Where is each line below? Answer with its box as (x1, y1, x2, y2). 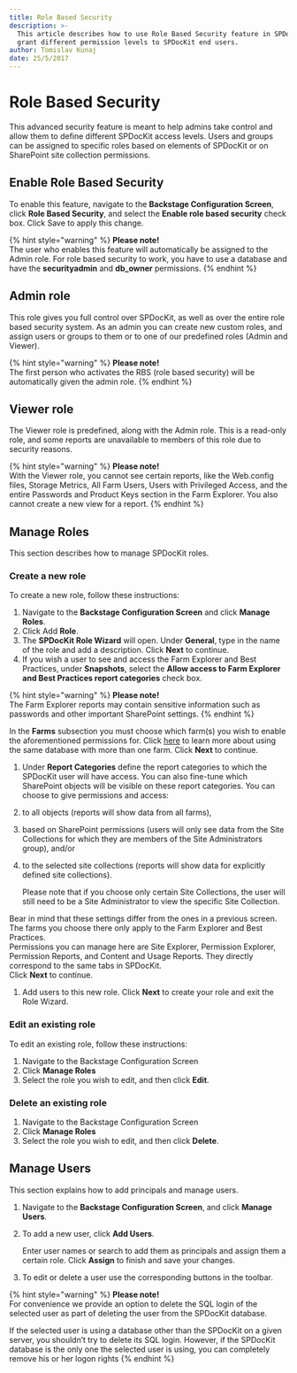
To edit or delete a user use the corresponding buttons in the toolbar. (21, 1271, 274, 1283)
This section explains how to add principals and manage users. (9, 1185, 239, 1195)
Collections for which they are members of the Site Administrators (21, 833, 263, 845)
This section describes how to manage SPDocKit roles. (9, 548, 209, 558)
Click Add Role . (21, 625, 79, 637)
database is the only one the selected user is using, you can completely (9, 1344, 270, 1354)
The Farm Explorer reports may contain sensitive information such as (9, 700, 261, 710)
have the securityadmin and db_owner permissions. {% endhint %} (9, 263, 258, 273)
